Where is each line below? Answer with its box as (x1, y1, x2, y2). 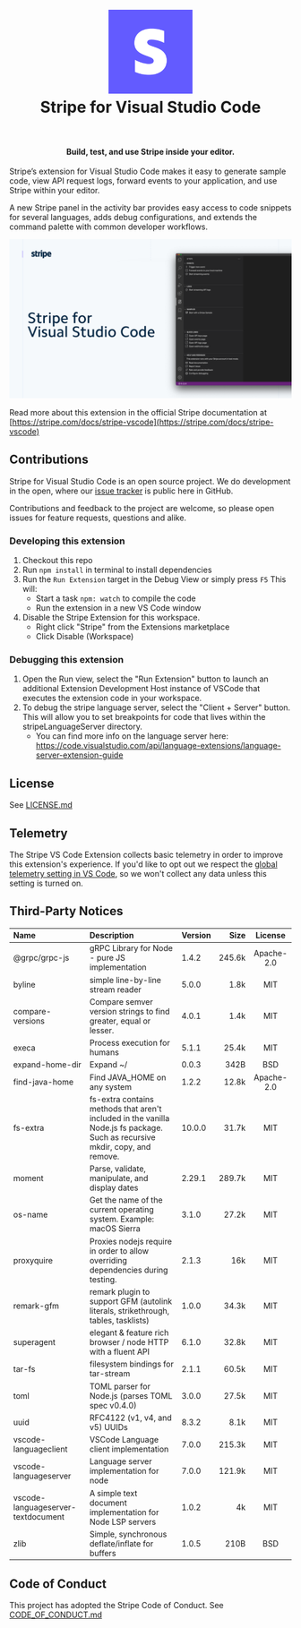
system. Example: (89, 1213, 155, 1225)
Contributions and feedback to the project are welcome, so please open (9, 502, 275, 513)
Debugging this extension (9, 653, 124, 665)
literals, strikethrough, (89, 1305, 170, 1315)
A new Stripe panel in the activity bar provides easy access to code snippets (9, 202, 292, 213)
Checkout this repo (21, 555, 93, 565)
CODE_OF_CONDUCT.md (9, 1609, 103, 1620)
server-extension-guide (35, 750, 124, 760)
